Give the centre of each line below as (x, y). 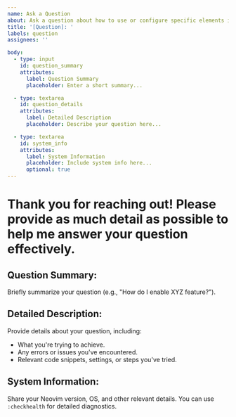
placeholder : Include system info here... (89, 163)
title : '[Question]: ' (40, 27)
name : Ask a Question (39, 14)
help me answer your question (98, 235)
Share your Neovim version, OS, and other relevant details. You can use (111, 399)
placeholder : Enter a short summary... (84, 85)
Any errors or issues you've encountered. (78, 352)
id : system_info (44, 143)
